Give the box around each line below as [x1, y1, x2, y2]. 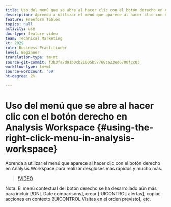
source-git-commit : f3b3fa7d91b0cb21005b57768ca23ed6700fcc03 [5, 60, 140, 65]
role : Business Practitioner [5, 45, 67, 50]
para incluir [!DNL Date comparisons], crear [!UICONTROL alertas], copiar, [5, 190, 161, 196]
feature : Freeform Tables [5, 17, 60, 22]
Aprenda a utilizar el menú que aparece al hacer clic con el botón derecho [5, 160, 160, 166]
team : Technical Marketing [5, 36, 63, 41]
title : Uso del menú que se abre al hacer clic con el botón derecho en [5, 7, 163, 13]
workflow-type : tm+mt [5, 64, 51, 69]
